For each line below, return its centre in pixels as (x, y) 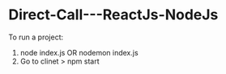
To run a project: (36, 37)
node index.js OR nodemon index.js (79, 52)
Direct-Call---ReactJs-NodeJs (113, 15)
